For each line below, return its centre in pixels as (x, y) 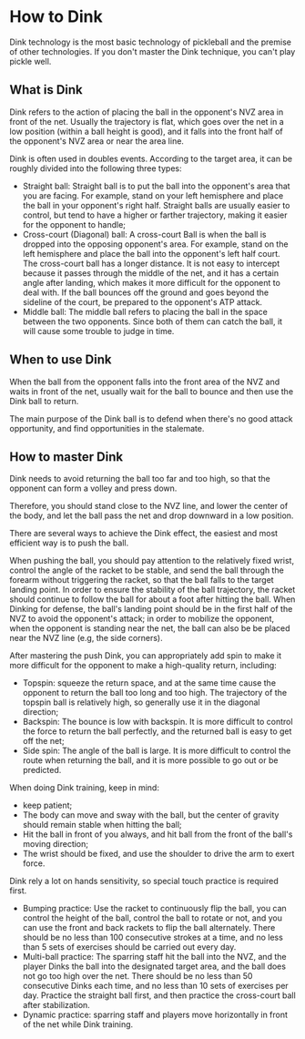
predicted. (42, 770)
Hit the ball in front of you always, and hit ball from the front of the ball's (158, 834)
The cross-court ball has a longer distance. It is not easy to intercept (151, 263)
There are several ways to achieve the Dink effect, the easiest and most (144, 534)
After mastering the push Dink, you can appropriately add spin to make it (146, 656)
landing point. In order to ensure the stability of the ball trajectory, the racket (152, 590)
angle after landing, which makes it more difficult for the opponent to (151, 282)
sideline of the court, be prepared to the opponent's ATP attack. (142, 301)
